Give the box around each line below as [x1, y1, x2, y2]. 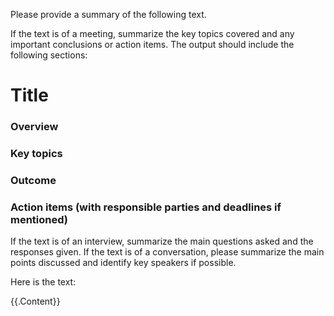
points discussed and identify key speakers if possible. [10, 257, 237, 269]
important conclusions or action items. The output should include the [10, 39, 295, 50]
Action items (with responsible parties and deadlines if [10, 200, 282, 214]
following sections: [10, 49, 88, 61]
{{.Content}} [10, 295, 61, 308]
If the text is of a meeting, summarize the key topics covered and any [10, 28, 295, 39]
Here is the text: [10, 276, 77, 288]
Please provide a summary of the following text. [10, 9, 207, 20]
